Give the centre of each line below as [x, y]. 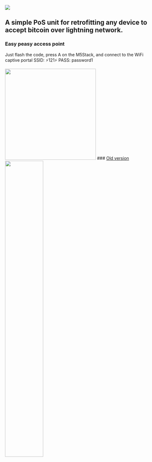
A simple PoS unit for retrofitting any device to [76, 23]
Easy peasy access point [35, 44]
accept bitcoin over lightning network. [64, 30]
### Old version [113, 158]
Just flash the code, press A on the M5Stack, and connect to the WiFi [74, 54]
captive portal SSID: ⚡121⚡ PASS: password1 [49, 60]
